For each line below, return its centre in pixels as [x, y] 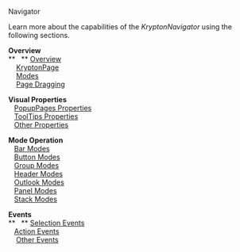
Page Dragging [40, 84]
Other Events [37, 240]
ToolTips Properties [46, 116]
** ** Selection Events [46, 223]
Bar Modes [32, 149]
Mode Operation [36, 140]
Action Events [37, 231]
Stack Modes [36, 199]
